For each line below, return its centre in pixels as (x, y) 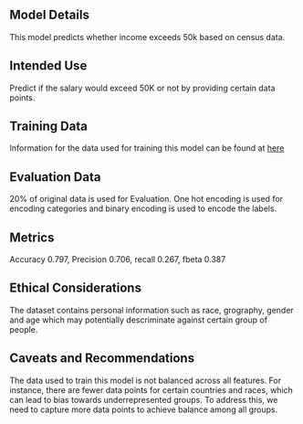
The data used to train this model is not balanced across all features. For (145, 380)
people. (24, 329)
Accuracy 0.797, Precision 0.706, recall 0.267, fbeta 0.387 (118, 260)
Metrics (32, 237)
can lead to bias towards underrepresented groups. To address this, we (144, 399)
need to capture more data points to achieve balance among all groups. (144, 409)
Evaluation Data (55, 177)
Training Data (49, 127)
